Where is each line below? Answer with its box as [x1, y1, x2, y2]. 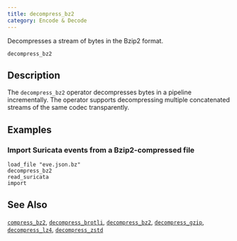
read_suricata [7, 174, 50, 181]
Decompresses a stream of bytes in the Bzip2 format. [7, 36, 164, 45]
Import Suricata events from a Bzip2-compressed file [7, 145, 195, 155]
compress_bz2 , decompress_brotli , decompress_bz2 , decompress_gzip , [7, 218, 204, 226]
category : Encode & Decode [7, 17, 87, 24]
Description [7, 69, 60, 82]
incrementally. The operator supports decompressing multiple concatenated [7, 96, 231, 104]
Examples [7, 123, 52, 135]
